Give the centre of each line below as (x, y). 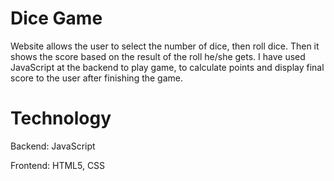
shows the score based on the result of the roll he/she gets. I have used (158, 56)
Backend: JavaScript (53, 146)
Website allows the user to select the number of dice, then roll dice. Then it (165, 46)
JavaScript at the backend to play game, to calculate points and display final (167, 67)
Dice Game (56, 18)
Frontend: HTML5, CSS (58, 165)
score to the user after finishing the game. (97, 78)
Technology (61, 118)
